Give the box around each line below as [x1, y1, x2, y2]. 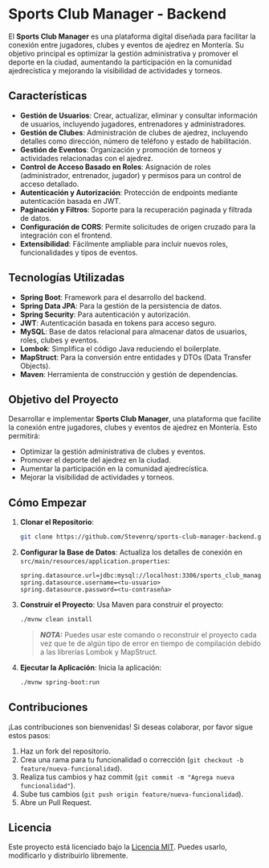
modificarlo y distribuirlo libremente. [8, 851, 128, 861]
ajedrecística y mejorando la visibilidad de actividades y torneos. [8, 65, 222, 75]
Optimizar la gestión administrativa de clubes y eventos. [19, 446, 206, 456]
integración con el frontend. [19, 230, 112, 240]
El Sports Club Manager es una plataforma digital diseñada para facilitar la [8, 31, 256, 41]
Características [8, 89, 88, 103]
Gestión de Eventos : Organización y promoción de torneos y [19, 144, 222, 154]
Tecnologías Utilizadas [8, 271, 125, 284]
